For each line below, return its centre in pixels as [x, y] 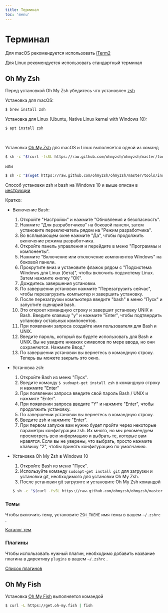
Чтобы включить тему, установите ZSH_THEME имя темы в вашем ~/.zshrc [83, 514]
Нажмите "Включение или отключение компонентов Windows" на [91, 256]
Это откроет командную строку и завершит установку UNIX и [86, 310]
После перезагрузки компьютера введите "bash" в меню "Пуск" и [91, 299]
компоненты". [35, 251]
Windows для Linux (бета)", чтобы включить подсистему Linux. [87, 272]
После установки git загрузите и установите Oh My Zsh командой [90, 482]
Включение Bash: [31, 210]
